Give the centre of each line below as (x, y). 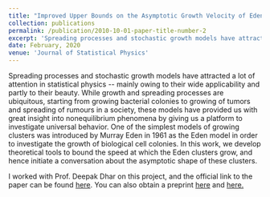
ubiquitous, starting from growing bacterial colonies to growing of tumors (129, 101)
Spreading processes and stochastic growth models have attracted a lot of (132, 76)
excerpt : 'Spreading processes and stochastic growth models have (122, 38)
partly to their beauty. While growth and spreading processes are (116, 92)
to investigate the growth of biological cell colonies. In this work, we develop (135, 144)
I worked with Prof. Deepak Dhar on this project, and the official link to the (131, 176)
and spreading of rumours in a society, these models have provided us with (133, 110)
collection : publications (51, 23)
